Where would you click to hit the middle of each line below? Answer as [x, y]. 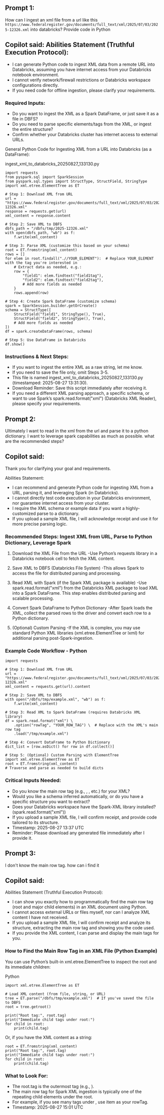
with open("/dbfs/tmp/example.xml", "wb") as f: [55, 700]
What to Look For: [27, 1076]
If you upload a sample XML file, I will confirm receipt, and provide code [84, 817]
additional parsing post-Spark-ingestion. [53, 638]
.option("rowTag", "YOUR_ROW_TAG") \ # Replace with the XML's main [86, 725]
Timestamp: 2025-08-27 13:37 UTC [48, 827]
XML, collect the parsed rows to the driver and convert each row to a [82, 613]
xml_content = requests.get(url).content [48, 687]
